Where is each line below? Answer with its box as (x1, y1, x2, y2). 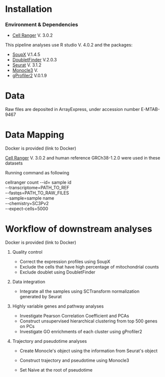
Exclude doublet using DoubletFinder (19, 269, 96, 275)
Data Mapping (5, 129, 64, 140)
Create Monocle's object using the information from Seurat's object (19, 348, 158, 354)
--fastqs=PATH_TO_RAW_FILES (5, 190, 69, 196)
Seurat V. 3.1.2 (12, 62, 42, 68)
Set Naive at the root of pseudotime (19, 367, 93, 373)
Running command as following (5, 170, 69, 176)
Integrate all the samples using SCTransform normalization (19, 288, 140, 294)
